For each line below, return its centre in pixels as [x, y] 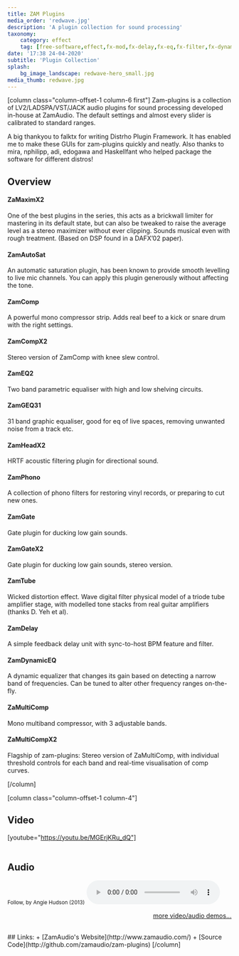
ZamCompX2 [27, 341]
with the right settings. [40, 325]
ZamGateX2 [26, 549]
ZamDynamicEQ [32, 660]
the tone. [21, 286]
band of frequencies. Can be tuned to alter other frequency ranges [105, 684]
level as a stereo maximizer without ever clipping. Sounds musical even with [119, 230]
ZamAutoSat [27, 254]
